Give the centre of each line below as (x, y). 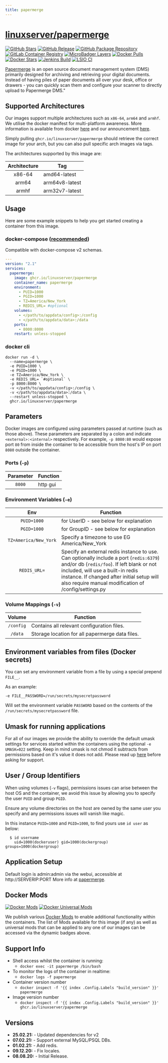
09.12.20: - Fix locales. (36, 1051)
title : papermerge (24, 10)
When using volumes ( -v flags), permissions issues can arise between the (81, 788)
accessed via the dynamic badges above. (48, 933)
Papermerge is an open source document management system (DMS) (77, 69)
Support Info (25, 949)
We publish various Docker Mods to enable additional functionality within (80, 917)
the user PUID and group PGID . (36, 798)
